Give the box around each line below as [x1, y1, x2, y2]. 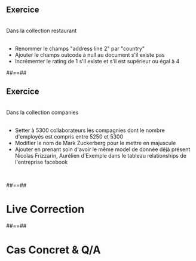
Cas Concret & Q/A [6, 243, 101, 256]
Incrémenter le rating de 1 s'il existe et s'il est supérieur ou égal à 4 [14, 57, 180, 65]
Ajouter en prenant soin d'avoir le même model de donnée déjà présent [14, 146, 191, 153]
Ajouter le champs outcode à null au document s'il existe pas [14, 51, 165, 59]
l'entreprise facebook [14, 158, 68, 165]
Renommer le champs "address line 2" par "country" [14, 45, 145, 52]
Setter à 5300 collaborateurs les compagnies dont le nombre [14, 127, 166, 134]
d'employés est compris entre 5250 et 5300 [14, 133, 124, 140]
